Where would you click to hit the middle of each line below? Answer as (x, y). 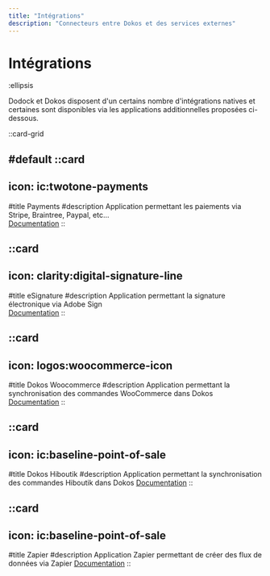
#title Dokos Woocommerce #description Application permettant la (119, 385)
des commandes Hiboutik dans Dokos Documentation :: (101, 483)
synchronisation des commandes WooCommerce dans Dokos (111, 394)
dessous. (23, 119)
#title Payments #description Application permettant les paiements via (125, 206)
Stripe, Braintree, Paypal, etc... (59, 215)
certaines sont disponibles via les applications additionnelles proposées (128, 110)
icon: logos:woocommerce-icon (91, 365)
